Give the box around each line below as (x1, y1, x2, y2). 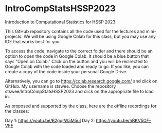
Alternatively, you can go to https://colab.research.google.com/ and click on (5, 78, 158, 84)
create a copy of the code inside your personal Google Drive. (5, 68, 127, 74)
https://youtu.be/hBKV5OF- (95, 117, 151, 123)
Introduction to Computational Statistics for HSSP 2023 (5, 19, 116, 25)
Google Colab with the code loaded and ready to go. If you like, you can (5, 64, 149, 69)
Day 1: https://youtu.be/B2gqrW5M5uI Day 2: (5, 117, 95, 123)
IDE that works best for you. (5, 38, 61, 44)
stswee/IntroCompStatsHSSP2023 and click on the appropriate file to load (5, 88, 154, 94)
